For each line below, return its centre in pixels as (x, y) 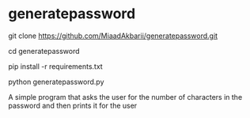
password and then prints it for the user (73, 105)
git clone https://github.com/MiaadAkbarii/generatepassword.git (113, 36)
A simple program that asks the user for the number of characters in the (125, 97)
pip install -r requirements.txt (55, 66)
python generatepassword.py (56, 82)
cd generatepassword (44, 51)
